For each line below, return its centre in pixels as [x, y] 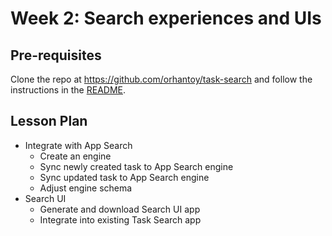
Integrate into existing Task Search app [120, 219]
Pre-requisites [56, 55]
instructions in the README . [68, 90]
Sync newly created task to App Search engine [136, 166]
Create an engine [75, 156]
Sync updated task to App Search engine [124, 177]
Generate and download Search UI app [120, 209]
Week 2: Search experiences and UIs [166, 18]
